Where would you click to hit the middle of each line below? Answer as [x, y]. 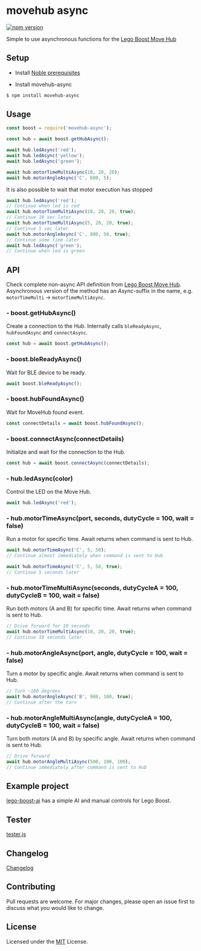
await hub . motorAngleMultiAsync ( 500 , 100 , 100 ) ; [69, 762]
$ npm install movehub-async [43, 95]
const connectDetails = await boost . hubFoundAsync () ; [75, 423]
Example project [38, 786]
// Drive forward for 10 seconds [48, 626]
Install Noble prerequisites [47, 73]
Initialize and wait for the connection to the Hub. [66, 452]
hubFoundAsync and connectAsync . [47, 333]
